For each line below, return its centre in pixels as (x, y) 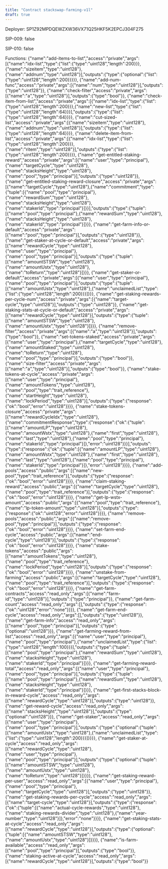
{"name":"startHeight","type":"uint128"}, (47, 395)
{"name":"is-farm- (119, 840)
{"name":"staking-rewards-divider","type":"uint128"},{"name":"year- (76, 813)
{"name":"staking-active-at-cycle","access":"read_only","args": (71, 856)
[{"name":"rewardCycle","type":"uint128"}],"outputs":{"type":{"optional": (80, 829)
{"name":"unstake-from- (101, 572)
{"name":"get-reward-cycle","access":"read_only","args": (64, 706)
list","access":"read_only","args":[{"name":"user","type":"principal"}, (76, 636)
